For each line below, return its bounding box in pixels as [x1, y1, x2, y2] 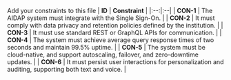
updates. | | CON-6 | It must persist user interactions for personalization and [7, 58, 224, 66]
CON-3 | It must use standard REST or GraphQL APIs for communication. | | [7, 28, 222, 37]
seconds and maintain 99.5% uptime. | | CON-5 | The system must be [7, 43, 205, 51]
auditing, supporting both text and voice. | [7, 66, 126, 73]
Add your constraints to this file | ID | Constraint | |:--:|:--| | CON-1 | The [7, 7, 213, 14]
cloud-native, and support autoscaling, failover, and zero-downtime [7, 50, 199, 59]
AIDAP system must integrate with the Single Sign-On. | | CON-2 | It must [7, 14, 215, 22]
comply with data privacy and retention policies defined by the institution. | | [7, 21, 223, 29]
